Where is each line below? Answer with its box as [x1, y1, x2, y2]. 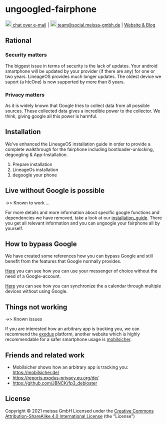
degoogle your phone [12, 171, 57, 178]
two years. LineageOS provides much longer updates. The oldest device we [5, 73, 161, 79]
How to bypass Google [5, 239, 77, 248]
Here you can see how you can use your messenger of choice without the [5, 268, 157, 274]
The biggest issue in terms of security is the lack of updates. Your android [5, 62, 157, 68]
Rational [5, 36, 31, 45]
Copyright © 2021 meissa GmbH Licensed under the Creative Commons [5, 407, 154, 413]
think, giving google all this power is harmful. [5, 113, 97, 119]
